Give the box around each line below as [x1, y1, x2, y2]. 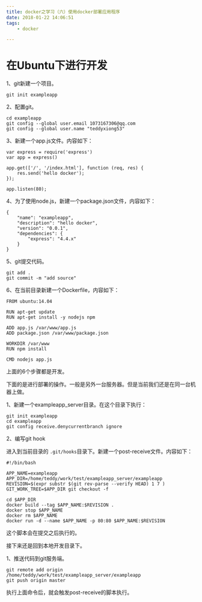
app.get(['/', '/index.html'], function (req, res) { [6, 165, 144, 171]
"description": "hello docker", [17, 220, 98, 226]
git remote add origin [6, 567, 63, 573]
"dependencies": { [17, 230, 63, 237]
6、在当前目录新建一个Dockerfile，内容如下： [6, 287, 120, 294]
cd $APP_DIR [6, 497, 36, 503]
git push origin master [6, 577, 66, 584]
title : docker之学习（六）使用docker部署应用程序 [6, 8, 120, 15]
